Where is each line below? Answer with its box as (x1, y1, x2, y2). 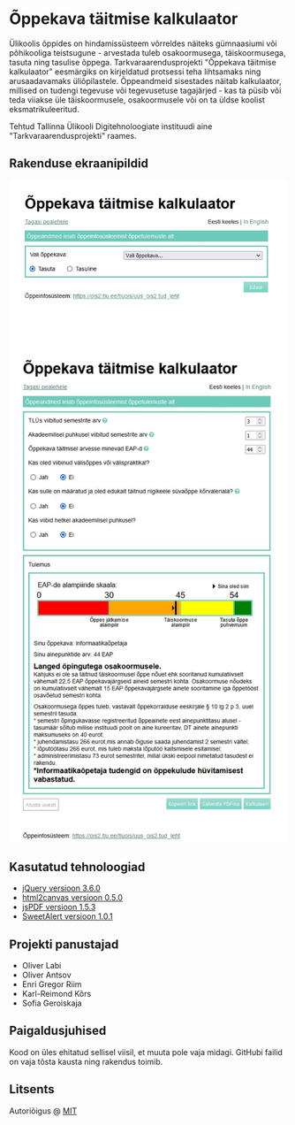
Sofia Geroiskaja (21, 998, 82, 1008)
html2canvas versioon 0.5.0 (21, 892, 124, 903)
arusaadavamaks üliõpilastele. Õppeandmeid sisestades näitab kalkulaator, (9, 75, 283, 86)
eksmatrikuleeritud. (9, 103, 79, 114)
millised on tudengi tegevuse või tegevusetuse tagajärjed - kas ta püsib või (9, 85, 282, 96)
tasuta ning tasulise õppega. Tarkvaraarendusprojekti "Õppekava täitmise (9, 57, 276, 67)
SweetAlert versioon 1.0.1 (21, 911, 113, 922)
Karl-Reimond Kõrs (21, 988, 92, 999)
